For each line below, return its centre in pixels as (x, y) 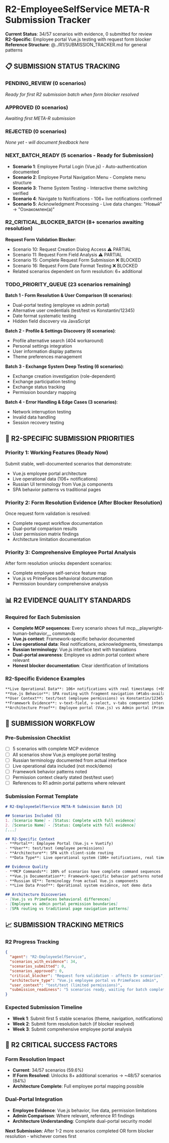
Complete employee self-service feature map (59, 573)
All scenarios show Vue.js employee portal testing (64, 755)
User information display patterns (47, 352)
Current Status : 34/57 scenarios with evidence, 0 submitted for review (79, 34)
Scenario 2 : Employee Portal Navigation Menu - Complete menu (79, 177)
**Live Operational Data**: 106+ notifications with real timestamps (80, 689)
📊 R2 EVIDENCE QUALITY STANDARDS (68, 600)
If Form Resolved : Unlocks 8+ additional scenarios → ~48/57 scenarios (87, 1075)
